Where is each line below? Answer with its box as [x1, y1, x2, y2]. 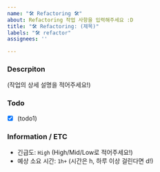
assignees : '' [7, 36, 48, 43]
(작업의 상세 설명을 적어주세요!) [7, 80, 91, 89]
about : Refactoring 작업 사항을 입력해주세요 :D [7, 17, 134, 23]
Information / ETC [7, 131, 68, 141]
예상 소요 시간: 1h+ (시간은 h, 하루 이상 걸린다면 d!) [17, 157, 154, 165]
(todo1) [17, 114, 38, 122]
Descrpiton [7, 65, 46, 74]
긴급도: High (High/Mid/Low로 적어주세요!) [17, 149, 133, 157]
